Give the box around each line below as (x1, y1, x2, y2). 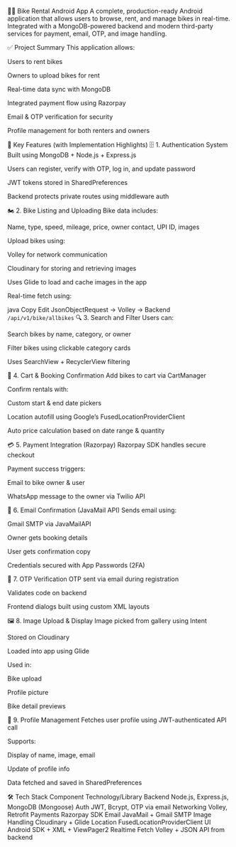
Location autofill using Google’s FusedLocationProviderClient (7, 412, 186, 421)
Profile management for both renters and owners (7, 127, 150, 134)
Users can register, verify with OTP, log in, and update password (7, 164, 196, 173)
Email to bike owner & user (7, 479, 85, 486)
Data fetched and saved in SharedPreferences (7, 779, 142, 787)
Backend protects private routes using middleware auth (7, 192, 169, 201)
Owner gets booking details (7, 533, 88, 542)
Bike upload (7, 674, 43, 683)
